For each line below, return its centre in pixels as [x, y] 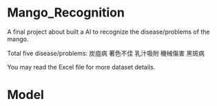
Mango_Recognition [66, 13]
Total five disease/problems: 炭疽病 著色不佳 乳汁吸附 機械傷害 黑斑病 [106, 53]
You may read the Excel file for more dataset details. [81, 67]
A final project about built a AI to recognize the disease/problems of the [108, 32]
